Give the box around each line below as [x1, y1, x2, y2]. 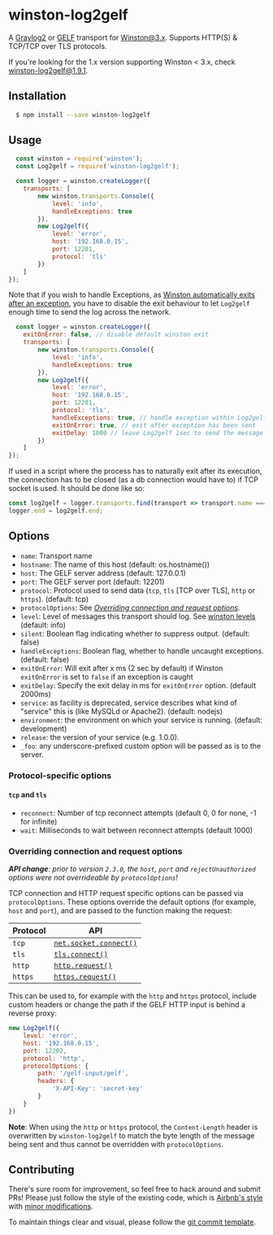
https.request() [54, 972, 117, 981]
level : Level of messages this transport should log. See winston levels [19, 611, 256, 621]
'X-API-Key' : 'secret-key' [51, 1085, 144, 1093]
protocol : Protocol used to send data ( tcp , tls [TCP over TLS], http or [19, 585, 256, 595]
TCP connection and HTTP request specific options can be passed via [8, 889, 244, 898]
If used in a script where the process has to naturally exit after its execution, [8, 466, 262, 476]
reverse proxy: [8, 1008, 57, 1018]
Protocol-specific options [8, 770, 112, 781]
